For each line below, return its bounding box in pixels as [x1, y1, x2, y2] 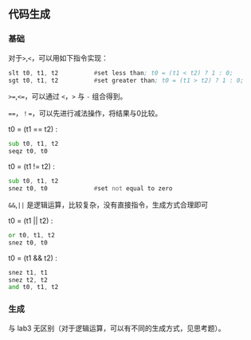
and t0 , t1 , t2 [8, 283, 59, 291]
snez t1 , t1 [8, 268, 48, 276]
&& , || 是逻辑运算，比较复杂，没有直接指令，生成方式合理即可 [8, 200, 209, 209]
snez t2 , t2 [8, 276, 48, 284]
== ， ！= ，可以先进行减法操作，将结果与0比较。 [8, 108, 163, 118]
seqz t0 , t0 [8, 147, 48, 155]
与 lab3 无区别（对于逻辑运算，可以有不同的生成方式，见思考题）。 [8, 323, 226, 333]
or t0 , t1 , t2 [8, 231, 56, 239]
